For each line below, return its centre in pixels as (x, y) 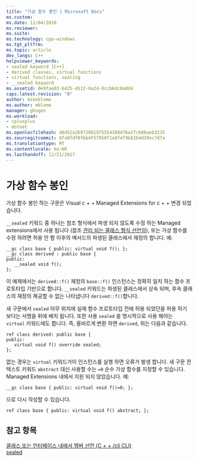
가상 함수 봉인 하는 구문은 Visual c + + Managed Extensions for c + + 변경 (93, 203)
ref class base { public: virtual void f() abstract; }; (78, 411)
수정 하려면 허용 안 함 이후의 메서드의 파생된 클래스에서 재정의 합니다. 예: (90, 238)
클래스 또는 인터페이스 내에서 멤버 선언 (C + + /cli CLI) (69, 446)
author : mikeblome (29, 99)
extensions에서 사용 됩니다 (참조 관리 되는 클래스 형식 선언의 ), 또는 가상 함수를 (97, 230)
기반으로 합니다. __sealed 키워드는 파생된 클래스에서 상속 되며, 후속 (104, 289)
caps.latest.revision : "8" (39, 94)
